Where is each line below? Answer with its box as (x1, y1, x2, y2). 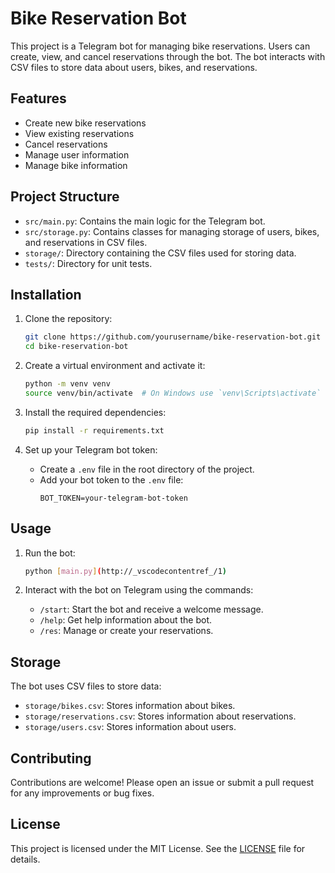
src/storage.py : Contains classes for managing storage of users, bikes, (24, 225, 320, 237)
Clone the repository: (24, 313, 113, 325)
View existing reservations (24, 127, 135, 139)
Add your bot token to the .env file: (39, 473, 184, 486)
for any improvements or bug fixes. (10, 787, 155, 799)
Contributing (10, 750, 92, 767)
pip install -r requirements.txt (24, 425, 165, 436)
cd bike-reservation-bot (24, 342, 129, 352)
